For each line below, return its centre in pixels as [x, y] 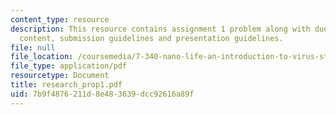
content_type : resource [60, 19]
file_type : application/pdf [69, 66]
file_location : [42, 57]
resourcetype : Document [60, 76]
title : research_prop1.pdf [66, 85]
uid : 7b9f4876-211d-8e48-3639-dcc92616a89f [102, 94]
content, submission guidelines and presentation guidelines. [151, 38]
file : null [33, 47]
